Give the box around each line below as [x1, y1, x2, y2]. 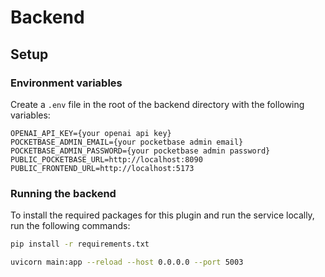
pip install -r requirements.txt [10, 239, 150, 250]
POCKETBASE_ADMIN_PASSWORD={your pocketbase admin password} [10, 146, 271, 156]
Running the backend [10, 186, 117, 200]
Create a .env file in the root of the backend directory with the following [10, 98, 305, 110]
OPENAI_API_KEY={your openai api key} [10, 128, 172, 138]
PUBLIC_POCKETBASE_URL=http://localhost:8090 [10, 154, 203, 165]
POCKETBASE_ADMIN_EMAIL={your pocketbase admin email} [10, 137, 244, 147]
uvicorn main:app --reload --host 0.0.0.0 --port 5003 [10, 257, 244, 268]
